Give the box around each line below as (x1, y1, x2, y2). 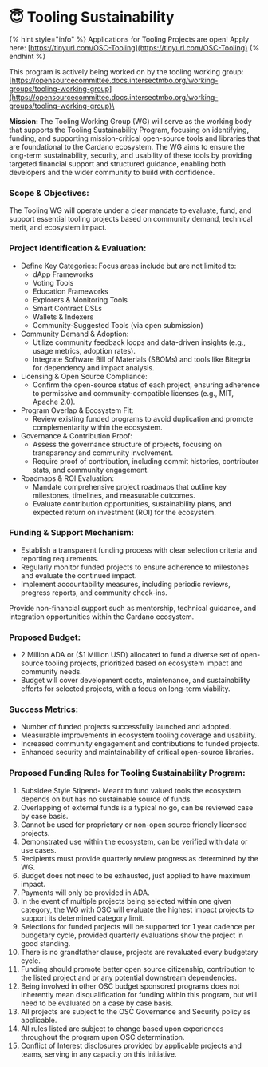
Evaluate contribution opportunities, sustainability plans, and (32, 498, 232, 508)
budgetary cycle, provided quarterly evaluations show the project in (20, 930, 244, 940)
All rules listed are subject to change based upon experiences (20, 1024, 224, 1033)
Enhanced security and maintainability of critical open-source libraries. (20, 748, 254, 757)
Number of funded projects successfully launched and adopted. (20, 722, 232, 732)
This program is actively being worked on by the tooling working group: (9, 66, 244, 76)
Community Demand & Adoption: (20, 329, 129, 338)
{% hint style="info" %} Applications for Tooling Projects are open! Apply (9, 34, 250, 44)
